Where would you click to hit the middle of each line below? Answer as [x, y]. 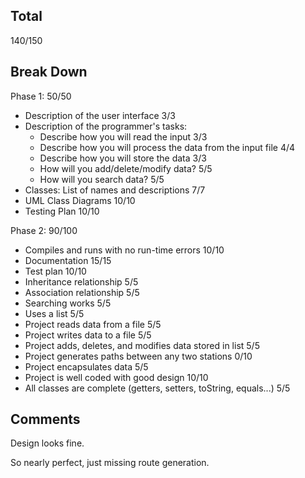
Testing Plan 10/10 [62, 211]
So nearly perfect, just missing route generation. [110, 463]
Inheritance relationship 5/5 [81, 281]
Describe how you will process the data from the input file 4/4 [167, 147]
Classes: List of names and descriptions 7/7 [115, 190]
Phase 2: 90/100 [44, 230]
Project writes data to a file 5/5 [88, 335]
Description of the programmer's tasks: [106, 126]
